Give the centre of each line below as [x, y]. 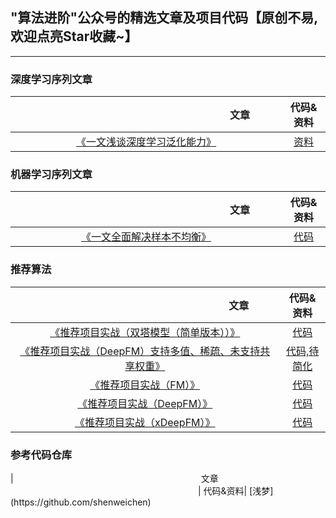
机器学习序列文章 [51, 175]
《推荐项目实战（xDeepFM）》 [145, 422]
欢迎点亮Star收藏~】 [74, 36]
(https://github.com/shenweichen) [81, 502]
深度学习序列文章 [51, 79]
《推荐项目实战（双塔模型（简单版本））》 [145, 332]
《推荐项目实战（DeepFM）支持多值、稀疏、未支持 [140, 351]
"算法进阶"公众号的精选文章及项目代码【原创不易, [164, 18]
